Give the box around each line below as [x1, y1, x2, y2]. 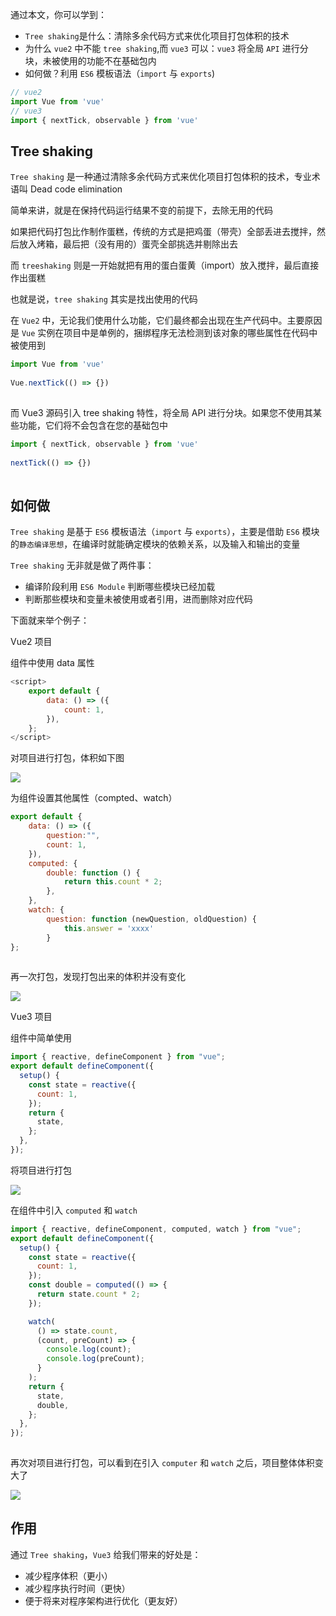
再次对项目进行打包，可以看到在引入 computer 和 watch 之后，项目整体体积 [10, 1457, 315, 1468]
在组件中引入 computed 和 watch [10, 1204, 138, 1216]
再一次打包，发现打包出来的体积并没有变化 [10, 971, 186, 983]
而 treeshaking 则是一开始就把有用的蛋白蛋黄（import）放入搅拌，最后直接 [10, 259, 320, 272]
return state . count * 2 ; [36, 1289, 141, 1299]
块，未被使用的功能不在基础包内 [24, 55, 157, 67]
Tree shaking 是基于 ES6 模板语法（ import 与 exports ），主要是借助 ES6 [10, 526, 300, 538]
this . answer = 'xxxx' [63, 923, 155, 933]
